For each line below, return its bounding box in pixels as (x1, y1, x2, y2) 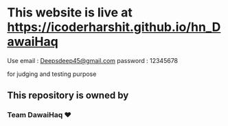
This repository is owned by (7, 90, 129, 101)
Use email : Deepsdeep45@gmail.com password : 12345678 (7, 56, 179, 64)
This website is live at (7, 5, 133, 21)
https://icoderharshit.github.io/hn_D (7, 19, 221, 35)
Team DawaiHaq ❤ (7, 110, 72, 120)
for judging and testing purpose (7, 70, 97, 78)
